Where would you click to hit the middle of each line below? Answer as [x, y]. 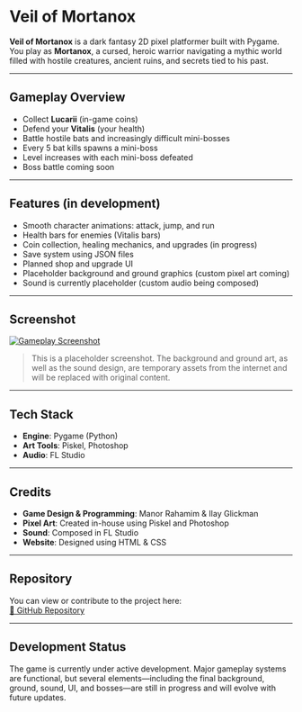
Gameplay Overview [67, 98]
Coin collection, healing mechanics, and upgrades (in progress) [140, 244]
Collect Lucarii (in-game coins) [80, 119]
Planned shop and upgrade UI [77, 264]
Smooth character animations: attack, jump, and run [118, 225]
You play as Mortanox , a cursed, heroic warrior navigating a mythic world [146, 50]
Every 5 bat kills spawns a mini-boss [90, 148]
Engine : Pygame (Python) [70, 436]
